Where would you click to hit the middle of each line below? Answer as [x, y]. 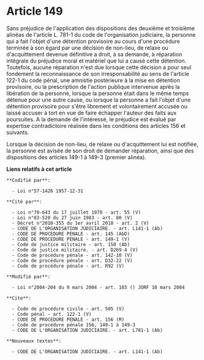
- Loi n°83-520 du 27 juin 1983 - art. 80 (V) [72, 218]
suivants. [18, 132]
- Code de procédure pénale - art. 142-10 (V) [72, 255]
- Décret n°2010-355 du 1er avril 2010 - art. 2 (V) [81, 223]
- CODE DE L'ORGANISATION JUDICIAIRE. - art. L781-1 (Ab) [88, 330]
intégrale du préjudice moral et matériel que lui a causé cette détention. [96, 61]
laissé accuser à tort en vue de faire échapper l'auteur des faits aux [92, 113]
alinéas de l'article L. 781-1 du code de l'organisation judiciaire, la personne [101, 34]
